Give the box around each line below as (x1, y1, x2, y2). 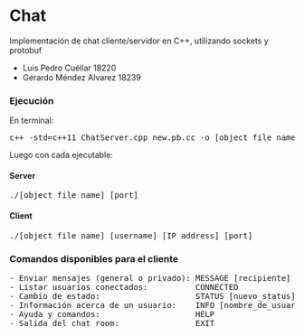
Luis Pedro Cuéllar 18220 (22, 62, 117, 73)
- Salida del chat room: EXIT (9, 318, 215, 328)
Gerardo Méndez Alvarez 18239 (22, 71, 142, 82)
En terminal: (9, 115, 54, 126)
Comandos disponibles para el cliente (9, 252, 179, 265)
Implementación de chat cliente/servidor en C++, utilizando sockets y (9, 35, 269, 46)
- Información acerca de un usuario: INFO (9, 300, 215, 310)
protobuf (9, 44, 43, 55)
